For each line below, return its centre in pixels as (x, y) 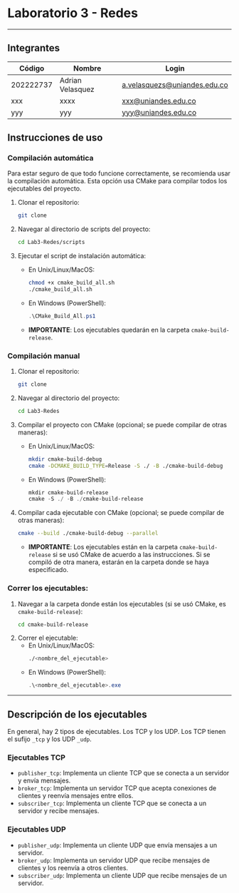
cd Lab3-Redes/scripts (51, 243)
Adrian (70, 80)
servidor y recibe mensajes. (58, 811)
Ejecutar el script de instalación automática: (82, 256)
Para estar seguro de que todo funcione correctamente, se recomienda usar (119, 173)
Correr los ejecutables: (48, 588)
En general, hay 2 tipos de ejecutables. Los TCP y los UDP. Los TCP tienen (117, 731)
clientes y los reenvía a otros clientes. (73, 867)
